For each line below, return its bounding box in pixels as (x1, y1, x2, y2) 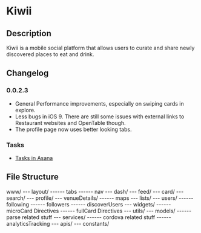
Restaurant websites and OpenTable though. (15, 119, 126, 126)
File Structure (6, 172, 59, 182)
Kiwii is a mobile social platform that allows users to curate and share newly (6, 44, 195, 51)
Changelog (6, 68, 49, 78)
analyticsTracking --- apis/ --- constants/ (6, 220, 110, 227)
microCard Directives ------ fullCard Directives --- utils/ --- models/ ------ (6, 207, 192, 214)
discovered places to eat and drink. (6, 51, 94, 58)
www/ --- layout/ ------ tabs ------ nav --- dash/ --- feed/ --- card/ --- (6, 188, 184, 195)
